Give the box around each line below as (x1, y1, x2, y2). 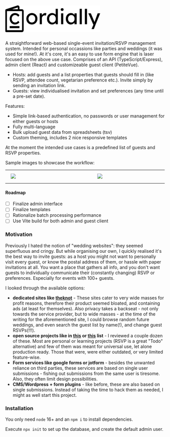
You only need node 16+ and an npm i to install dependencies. (5, 416, 133, 422)
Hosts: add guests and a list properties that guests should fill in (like (12, 71, 154, 77)
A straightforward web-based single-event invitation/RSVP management (5, 40, 156, 46)
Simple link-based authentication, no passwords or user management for (12, 112, 165, 119)
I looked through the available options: (5, 285, 85, 291)
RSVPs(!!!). (12, 327, 35, 333)
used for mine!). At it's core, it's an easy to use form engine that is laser (5, 51, 154, 57)
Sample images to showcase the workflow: (5, 159, 95, 165)
